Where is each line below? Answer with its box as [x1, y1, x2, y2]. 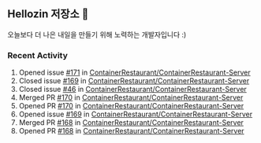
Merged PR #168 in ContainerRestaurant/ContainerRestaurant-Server [18, 118, 244, 127]
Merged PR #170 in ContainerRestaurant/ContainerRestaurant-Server [18, 93, 244, 102]
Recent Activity [7, 49, 69, 60]
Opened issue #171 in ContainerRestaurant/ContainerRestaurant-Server [18, 68, 252, 77]
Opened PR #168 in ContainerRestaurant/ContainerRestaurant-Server [18, 126, 245, 136]
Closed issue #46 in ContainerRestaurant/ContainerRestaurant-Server [18, 85, 248, 94]
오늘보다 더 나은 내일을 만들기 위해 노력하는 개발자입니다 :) [7, 30, 187, 39]
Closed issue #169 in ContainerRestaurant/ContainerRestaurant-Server [18, 76, 250, 86]
